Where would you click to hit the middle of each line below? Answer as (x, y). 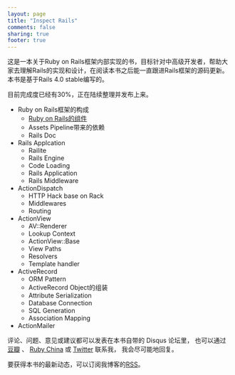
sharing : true (28, 34)
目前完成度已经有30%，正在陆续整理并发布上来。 (80, 95)
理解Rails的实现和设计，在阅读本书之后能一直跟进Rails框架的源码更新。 (124, 70)
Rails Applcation (41, 143)
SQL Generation (52, 311)
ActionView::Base (54, 241)
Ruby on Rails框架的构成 (53, 110)
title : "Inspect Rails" (43, 21)
